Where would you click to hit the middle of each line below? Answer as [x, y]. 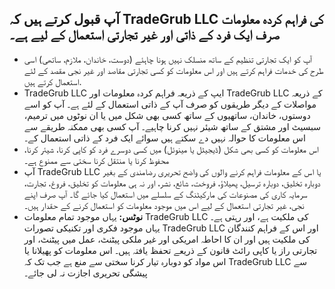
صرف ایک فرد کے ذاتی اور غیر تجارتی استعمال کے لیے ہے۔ [144, 35]
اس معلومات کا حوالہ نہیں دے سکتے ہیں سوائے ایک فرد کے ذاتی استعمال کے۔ [164, 138]
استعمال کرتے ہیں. [52, 81]
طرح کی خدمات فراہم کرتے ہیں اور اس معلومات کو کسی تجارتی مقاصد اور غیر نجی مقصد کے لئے [173, 70]
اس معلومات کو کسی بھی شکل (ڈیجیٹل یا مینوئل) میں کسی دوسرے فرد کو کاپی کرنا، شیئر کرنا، [171, 149]
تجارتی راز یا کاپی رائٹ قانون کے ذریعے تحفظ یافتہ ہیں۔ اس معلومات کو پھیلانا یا [170, 250]
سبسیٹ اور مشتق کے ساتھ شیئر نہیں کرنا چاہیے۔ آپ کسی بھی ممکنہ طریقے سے [172, 126]
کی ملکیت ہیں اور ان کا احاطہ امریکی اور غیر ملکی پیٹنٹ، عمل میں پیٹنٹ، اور [167, 239]
